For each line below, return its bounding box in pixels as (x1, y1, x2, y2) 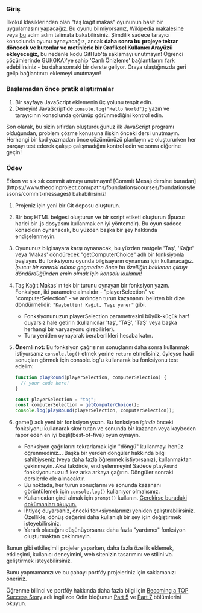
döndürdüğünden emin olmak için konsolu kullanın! (14, 270, 142, 277)
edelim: (14, 362, 34, 369)
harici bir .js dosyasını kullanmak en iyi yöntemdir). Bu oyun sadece (14, 219, 182, 227)
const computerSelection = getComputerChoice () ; (14, 402, 140, 408)
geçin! (6, 148, 22, 156)
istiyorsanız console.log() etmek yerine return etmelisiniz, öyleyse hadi (14, 350, 194, 357)
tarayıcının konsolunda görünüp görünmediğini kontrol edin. (14, 111, 164, 119)
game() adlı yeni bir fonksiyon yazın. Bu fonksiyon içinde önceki (14, 418, 174, 426)
